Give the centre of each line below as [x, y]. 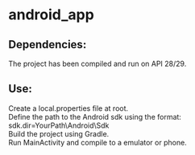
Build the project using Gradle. [59, 133]
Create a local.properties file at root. [68, 108]
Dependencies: [48, 45]
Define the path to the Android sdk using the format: [95, 116]
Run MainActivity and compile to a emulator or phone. [97, 142]
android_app [51, 15]
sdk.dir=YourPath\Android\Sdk [59, 125]
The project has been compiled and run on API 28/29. [97, 63]
